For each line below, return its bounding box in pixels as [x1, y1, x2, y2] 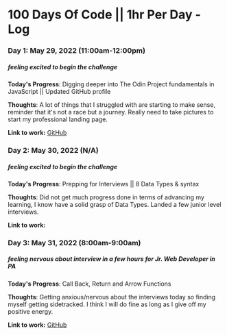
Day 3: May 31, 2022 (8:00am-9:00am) [8, 238, 141, 247]
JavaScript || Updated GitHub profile [8, 88, 111, 96]
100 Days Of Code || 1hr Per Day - [8, 7, 202, 23]
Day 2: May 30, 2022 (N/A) [8, 146, 99, 155]
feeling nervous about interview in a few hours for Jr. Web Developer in [8, 255, 215, 263]
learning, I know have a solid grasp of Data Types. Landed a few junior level [8, 200, 222, 208]
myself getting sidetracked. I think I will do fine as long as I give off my [8, 300, 206, 308]
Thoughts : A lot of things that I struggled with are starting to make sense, [8, 101, 215, 109]
